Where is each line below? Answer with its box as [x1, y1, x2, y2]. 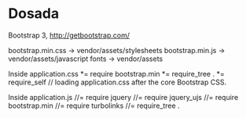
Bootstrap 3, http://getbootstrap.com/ [8, 30, 130, 40]
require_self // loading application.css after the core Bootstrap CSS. [8, 77, 226, 87]
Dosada [8, 5, 60, 23]
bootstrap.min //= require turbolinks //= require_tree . [8, 101, 180, 110]
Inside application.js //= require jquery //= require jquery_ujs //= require [8, 92, 239, 102]
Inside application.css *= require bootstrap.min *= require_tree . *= [8, 69, 226, 78]
